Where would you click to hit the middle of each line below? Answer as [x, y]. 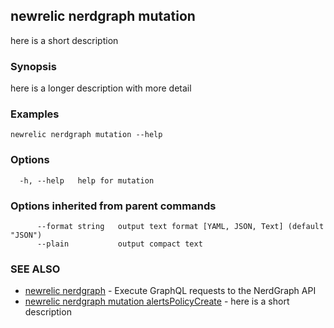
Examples [35, 114]
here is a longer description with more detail [101, 88]
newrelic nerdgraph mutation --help [86, 135]
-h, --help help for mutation [87, 180]
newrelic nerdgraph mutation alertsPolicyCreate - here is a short [157, 301]
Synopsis [33, 66]
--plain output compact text [119, 244]
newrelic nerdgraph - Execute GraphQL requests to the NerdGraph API [170, 291]
